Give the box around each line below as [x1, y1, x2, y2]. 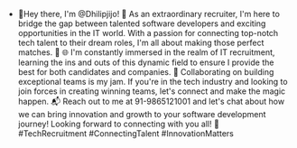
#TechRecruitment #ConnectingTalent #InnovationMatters [17, 128, 235, 139]
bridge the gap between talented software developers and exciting [17, 18, 266, 29]
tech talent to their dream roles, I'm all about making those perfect [17, 37, 265, 48]
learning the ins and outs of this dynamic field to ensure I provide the [17, 57, 274, 68]
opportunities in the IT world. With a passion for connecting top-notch [17, 28, 279, 38]
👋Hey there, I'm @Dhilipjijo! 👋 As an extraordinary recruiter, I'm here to [17, 9, 280, 19]
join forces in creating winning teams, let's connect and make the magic [17, 86, 286, 97]
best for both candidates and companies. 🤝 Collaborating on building [17, 67, 274, 77]
